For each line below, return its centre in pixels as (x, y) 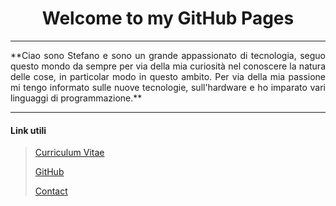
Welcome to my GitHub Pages (168, 18)
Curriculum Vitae (69, 153)
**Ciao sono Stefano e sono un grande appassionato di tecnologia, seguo (168, 55)
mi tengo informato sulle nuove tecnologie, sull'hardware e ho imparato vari (168, 87)
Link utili (28, 130)
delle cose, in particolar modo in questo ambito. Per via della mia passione (168, 76)
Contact (51, 191)
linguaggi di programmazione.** (76, 98)
